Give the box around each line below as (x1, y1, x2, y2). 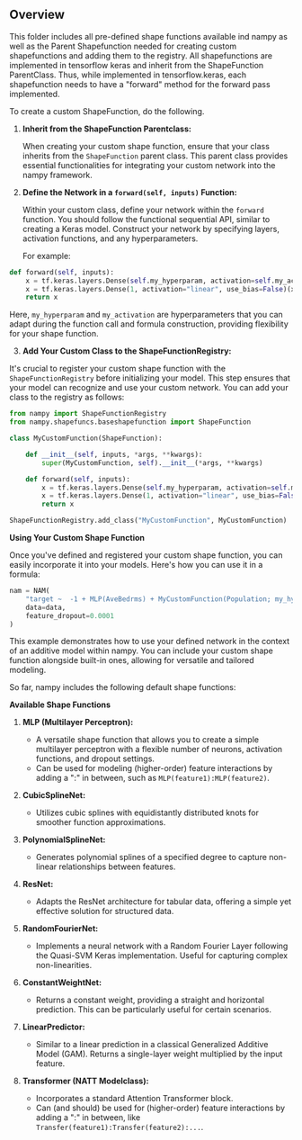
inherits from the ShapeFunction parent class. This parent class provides (22, 150, 289, 161)
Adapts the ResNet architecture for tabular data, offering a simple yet (35, 896, 292, 907)
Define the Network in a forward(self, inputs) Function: (22, 186, 237, 197)
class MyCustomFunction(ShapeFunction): (9, 434, 164, 444)
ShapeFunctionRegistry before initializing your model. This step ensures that (9, 373, 290, 383)
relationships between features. (58, 861, 176, 872)
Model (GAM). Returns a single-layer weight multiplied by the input (35, 1048, 283, 1060)
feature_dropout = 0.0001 (25, 611, 115, 620)
